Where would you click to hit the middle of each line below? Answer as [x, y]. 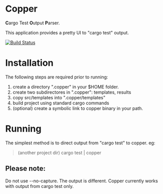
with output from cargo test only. [39, 186]
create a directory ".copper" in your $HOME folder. [66, 87]
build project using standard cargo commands [61, 103]
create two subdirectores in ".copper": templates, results [72, 92]
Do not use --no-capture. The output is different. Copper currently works [82, 181]
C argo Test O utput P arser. [32, 23]
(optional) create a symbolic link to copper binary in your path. [78, 108]
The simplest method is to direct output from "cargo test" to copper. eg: [80, 143]
